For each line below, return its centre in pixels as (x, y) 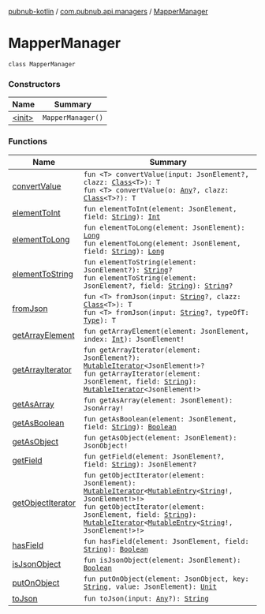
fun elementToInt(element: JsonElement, (160, 209)
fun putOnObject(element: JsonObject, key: (166, 578)
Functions (28, 141)
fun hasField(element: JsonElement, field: (166, 541)
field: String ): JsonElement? (140, 464)
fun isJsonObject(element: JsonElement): (162, 560)
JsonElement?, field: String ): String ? (158, 286)
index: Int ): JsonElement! (134, 339)
